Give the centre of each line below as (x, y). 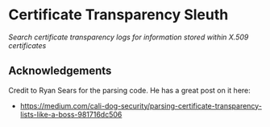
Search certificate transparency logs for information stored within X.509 (129, 37)
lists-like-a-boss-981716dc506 (71, 114)
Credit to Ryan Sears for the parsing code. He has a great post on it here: (130, 90)
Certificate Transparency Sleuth (118, 15)
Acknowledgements (60, 71)
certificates (27, 45)
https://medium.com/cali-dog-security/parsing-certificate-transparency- (141, 105)
